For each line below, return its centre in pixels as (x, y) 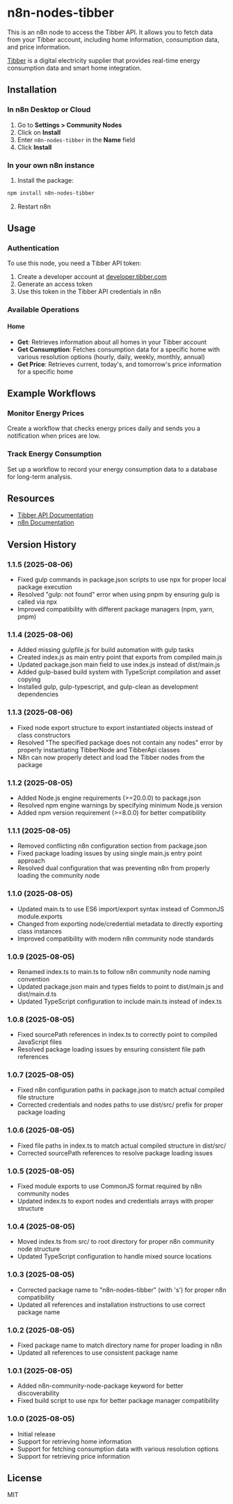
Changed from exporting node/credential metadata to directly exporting (120, 924)
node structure (39, 1249)
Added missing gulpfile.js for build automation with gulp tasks (106, 650)
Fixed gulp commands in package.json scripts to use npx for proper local (122, 579)
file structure (35, 1097)
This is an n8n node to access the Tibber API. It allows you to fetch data (110, 32)
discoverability (38, 1393)
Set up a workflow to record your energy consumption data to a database (112, 469)
